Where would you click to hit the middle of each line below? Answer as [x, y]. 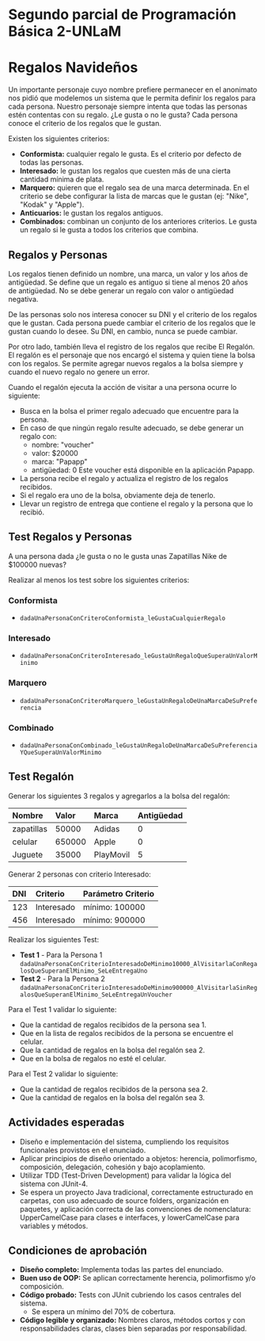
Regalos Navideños [73, 68]
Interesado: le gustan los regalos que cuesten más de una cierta [125, 171]
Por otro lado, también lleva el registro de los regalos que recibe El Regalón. [132, 346]
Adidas [107, 828]
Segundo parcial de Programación [122, 15]
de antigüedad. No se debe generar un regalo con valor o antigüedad [121, 290]
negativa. [23, 299]
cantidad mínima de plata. [62, 179]
